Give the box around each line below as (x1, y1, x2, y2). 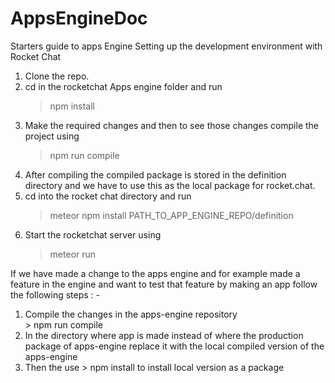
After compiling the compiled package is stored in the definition (24, 168, 287, 181)
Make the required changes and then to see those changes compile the (24, 119, 320, 131)
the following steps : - (10, 288, 100, 301)
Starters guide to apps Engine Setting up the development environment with (10, 40, 323, 52)
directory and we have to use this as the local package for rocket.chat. (24, 179, 316, 191)
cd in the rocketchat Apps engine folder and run (24, 80, 223, 92)
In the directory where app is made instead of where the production (24, 329, 304, 341)
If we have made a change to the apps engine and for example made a (10, 267, 301, 279)
